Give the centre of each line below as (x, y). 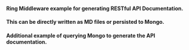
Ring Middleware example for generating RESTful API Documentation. (95, 8)
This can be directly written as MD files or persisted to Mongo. (85, 22)
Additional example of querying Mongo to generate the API (81, 35)
